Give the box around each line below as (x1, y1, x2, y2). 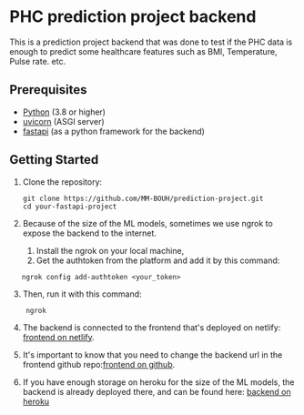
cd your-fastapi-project (22, 202, 117, 211)
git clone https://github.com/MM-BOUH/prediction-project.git (22, 194, 264, 203)
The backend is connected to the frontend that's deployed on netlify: (22, 321, 281, 333)
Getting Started (9, 152, 99, 167)
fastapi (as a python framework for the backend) (22, 126, 205, 137)
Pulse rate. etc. (9, 56, 66, 66)
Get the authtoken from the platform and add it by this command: (35, 255, 280, 266)
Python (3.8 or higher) (22, 106, 106, 117)
